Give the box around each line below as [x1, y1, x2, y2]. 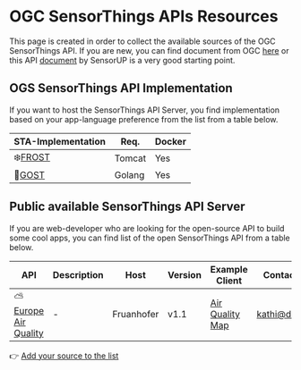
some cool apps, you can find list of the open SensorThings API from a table [9, 232, 291, 243]
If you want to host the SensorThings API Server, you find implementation [9, 105, 280, 115]
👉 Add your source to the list [9, 350, 119, 361]
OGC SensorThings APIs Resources [9, 6, 279, 27]
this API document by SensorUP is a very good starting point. [9, 55, 236, 65]
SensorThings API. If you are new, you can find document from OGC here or [9, 45, 289, 55]
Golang [114, 168, 145, 181]
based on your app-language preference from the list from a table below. [9, 114, 279, 124]
